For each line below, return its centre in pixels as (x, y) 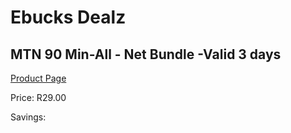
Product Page (38, 78)
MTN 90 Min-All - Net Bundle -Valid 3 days (146, 54)
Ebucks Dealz (68, 17)
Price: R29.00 (38, 97)
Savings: (28, 117)
